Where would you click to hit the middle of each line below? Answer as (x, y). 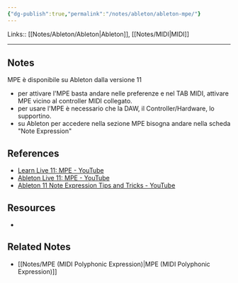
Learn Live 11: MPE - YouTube (61, 171)
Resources (32, 208)
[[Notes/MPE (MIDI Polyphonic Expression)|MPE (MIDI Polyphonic (114, 264)
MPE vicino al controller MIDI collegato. (75, 101)
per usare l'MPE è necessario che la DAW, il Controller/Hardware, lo (116, 109)
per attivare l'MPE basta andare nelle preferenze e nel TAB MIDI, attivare (123, 93)
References (33, 153)
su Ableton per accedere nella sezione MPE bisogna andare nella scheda (124, 124)
